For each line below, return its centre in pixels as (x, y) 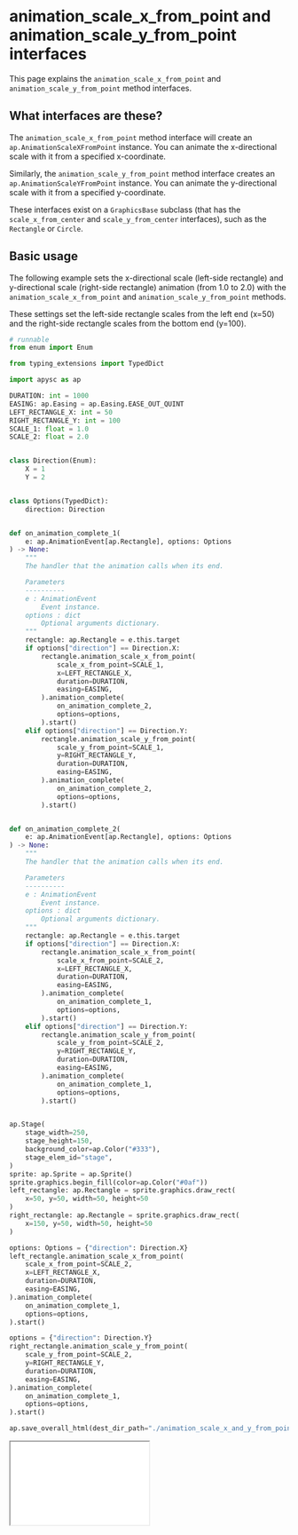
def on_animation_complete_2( (65, 829)
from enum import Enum (51, 348)
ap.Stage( (27, 1125)
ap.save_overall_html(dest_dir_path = (79, 1428)
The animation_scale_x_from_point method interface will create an (131, 137)
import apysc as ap (45, 380)
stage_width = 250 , (57, 1133)
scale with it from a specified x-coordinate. (88, 156)
